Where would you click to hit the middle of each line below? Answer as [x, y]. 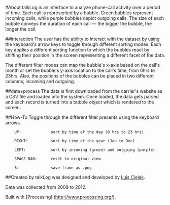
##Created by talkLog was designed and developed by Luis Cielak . [75, 177]
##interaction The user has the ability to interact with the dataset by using [82, 39]
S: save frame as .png [53, 168]
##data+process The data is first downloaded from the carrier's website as [84, 91]
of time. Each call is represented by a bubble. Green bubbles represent [79, 13]
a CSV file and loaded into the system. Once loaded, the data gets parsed [82, 97]
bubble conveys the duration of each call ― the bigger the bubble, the [79, 23]
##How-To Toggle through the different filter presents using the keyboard [82, 117]
